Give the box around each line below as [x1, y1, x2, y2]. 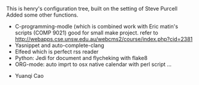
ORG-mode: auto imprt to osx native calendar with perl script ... [14, 61, 172, 68]
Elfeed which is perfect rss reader [14, 48, 99, 55]
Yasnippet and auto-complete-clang [14, 42, 105, 49]
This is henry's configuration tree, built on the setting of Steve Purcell [6, 5, 178, 12]
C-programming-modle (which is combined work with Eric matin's [14, 23, 179, 30]
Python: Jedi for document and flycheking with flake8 [14, 55, 148, 61]
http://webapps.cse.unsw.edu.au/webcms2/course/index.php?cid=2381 [14, 36, 193, 42]
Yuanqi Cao [14, 73, 44, 79]
